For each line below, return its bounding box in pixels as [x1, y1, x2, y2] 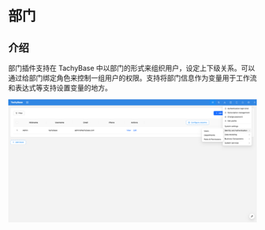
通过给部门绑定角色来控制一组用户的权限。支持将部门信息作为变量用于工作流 [8, 73, 257, 83]
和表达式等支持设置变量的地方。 [8, 83, 112, 92]
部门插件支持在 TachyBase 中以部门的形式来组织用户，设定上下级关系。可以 [8, 64, 256, 72]
